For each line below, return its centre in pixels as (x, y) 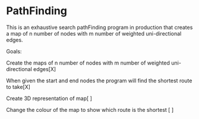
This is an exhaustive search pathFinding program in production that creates (99, 27)
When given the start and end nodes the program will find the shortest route (99, 81)
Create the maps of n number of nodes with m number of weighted (88, 63)
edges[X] (45, 69)
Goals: (14, 51)
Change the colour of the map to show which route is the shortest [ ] (90, 110)
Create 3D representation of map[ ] (49, 98)
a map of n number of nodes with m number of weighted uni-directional (94, 33)
